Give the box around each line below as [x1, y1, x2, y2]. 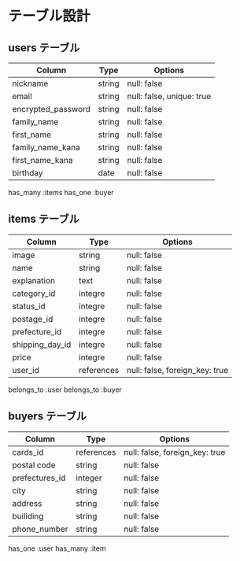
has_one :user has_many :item [8, 544, 106, 553]
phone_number [12, 523, 68, 534]
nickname [12, 78, 49, 89]
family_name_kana [12, 142, 80, 153]
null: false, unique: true [127, 91, 211, 101]
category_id [12, 288, 56, 299]
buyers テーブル [8, 410, 87, 423]
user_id [12, 364, 39, 375]
